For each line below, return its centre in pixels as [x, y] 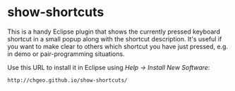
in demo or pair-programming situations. [66, 54]
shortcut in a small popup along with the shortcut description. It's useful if [115, 38]
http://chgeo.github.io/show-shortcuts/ [68, 80]
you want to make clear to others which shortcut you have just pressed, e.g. [117, 46]
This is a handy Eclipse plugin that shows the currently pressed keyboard [114, 31]
